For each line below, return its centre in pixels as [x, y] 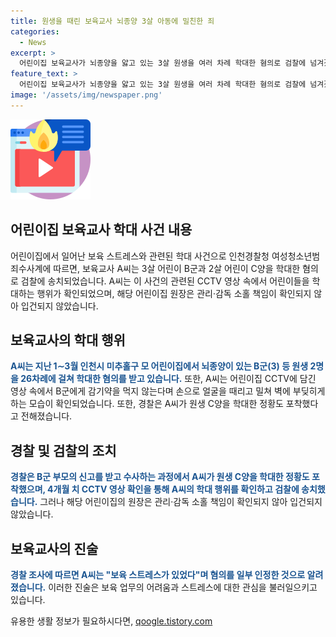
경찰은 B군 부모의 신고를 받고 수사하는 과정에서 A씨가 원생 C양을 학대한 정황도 [160, 477]
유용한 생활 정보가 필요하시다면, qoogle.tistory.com [111, 621]
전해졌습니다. [46, 416]
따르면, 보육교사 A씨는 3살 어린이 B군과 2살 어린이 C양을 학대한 [177, 268]
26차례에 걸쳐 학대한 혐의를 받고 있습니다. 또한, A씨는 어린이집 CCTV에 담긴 [168, 379]
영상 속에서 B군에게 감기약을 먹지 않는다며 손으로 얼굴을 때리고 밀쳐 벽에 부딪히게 [168, 391]
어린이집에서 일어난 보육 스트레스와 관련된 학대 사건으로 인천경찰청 [140, 256]
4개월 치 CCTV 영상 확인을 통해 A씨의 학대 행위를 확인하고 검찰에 [173, 489]
